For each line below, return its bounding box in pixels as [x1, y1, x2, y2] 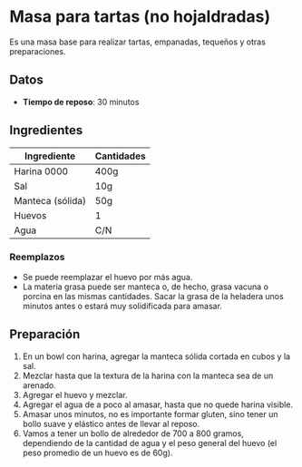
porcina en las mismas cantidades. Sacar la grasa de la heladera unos [22, 290, 284, 301]
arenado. [22, 379, 56, 391]
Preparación [9, 326, 81, 342]
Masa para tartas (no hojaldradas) [9, 6, 270, 27]
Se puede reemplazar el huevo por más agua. [22, 271, 193, 282]
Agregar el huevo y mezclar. [22, 389, 128, 400]
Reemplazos [9, 251, 65, 264]
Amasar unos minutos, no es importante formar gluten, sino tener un [22, 408, 278, 419]
